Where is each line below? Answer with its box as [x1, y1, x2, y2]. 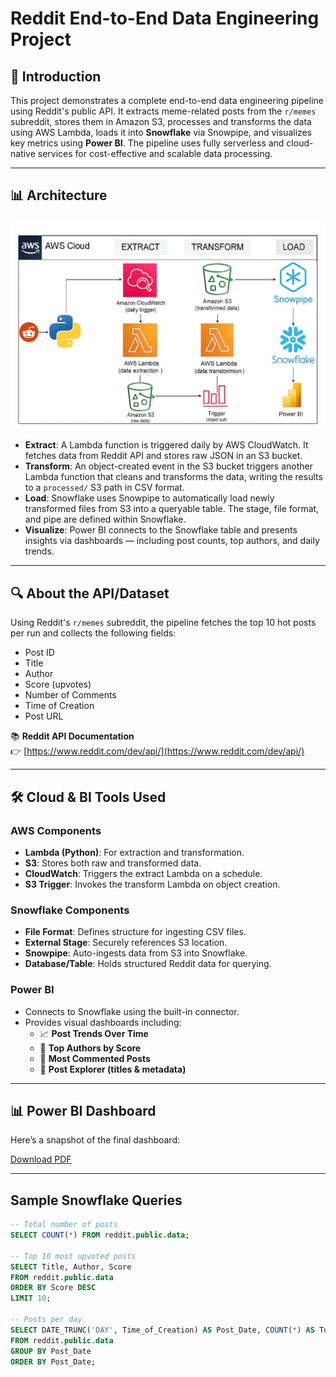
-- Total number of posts [10, 1220, 118, 1230]
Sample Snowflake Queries [10, 1192, 183, 1209]
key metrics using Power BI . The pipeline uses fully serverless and [10, 137, 285, 149]
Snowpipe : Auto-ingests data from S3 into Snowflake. [24, 947, 248, 959]
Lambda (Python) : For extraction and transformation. [24, 846, 245, 858]
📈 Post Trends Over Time [39, 1027, 149, 1039]
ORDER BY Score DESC [10, 1283, 97, 1293]
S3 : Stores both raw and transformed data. [24, 857, 202, 869]
